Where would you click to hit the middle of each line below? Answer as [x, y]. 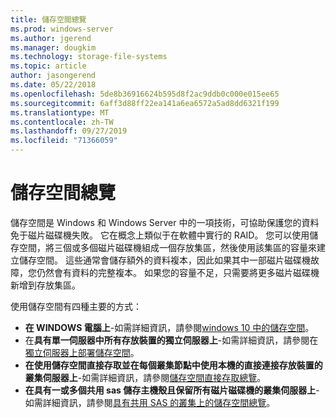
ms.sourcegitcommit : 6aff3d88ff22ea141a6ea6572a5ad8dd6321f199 [145, 103]
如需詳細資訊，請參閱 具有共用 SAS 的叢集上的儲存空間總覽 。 [150, 402]
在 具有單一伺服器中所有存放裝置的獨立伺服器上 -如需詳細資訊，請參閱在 [171, 340]
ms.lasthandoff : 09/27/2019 [69, 131]
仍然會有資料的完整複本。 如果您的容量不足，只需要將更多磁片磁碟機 [178, 272]
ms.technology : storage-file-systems [89, 57]
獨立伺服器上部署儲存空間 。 [82, 352]
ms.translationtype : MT [60, 112]
